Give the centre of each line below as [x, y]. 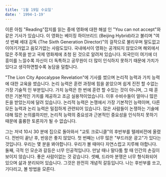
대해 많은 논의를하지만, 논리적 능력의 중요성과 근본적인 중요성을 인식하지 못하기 [82, 115]
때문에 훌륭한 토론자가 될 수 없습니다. [41, 121]
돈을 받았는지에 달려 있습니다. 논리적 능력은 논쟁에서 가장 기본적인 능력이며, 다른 [83, 102]
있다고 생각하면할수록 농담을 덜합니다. [42, 67]
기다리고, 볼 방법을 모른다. [30, 169]
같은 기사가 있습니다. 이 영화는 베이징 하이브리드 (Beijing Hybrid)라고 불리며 [79, 35]
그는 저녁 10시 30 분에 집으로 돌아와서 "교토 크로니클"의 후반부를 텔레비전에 [78, 131]
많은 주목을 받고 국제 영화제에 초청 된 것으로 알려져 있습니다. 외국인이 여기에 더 [81, 54]
